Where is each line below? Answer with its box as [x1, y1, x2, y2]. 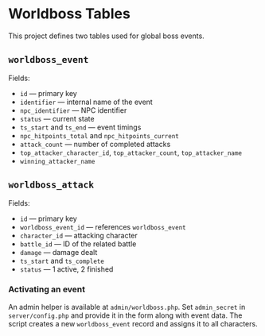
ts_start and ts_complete [19, 256, 105, 265]
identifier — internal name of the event [19, 97, 153, 106]
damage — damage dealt [19, 247, 98, 257]
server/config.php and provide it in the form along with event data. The [8, 311, 243, 320]
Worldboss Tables [8, 5, 131, 23]
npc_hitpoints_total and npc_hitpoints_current [19, 130, 179, 140]
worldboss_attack [8, 180, 94, 191]
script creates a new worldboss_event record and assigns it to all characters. [8, 319, 258, 328]
